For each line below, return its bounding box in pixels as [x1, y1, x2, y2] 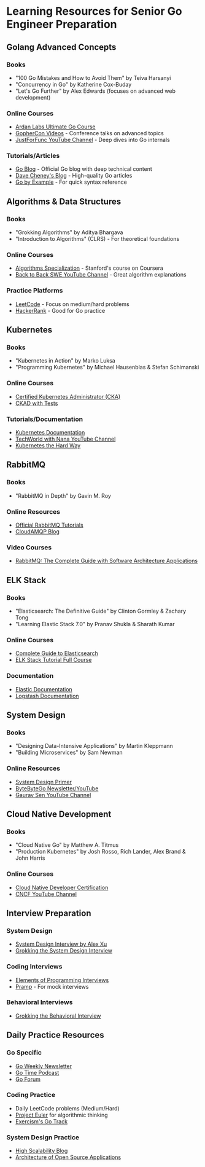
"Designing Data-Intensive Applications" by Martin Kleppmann [15, 742, 173, 750]
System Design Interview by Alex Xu [15, 940, 107, 948]
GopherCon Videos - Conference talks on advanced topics [15, 130, 164, 137]
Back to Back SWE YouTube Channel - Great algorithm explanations [15, 271, 187, 278]
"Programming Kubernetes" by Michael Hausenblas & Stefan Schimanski [15, 364, 199, 371]
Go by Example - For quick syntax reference [15, 178, 127, 186]
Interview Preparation [6, 908, 91, 918]
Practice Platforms [6, 286, 63, 295]
